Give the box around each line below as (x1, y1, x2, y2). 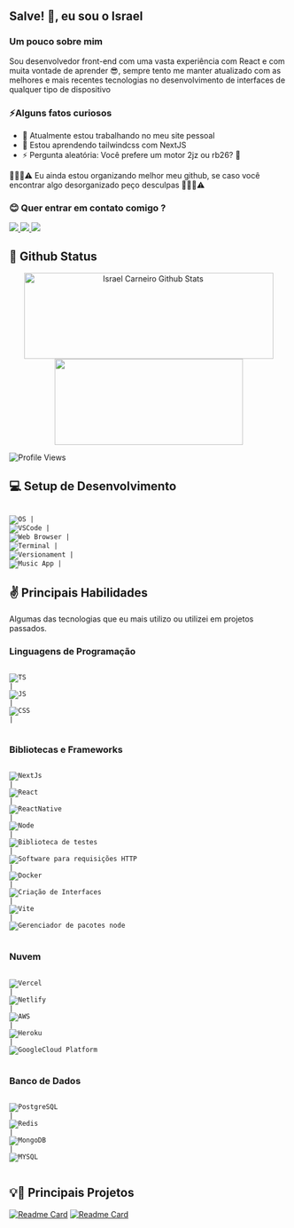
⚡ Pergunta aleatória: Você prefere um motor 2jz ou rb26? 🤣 (21, 149, 241, 160)
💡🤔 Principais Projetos (9, 1185, 135, 1200)
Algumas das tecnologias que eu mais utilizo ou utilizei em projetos (9, 614, 254, 624)
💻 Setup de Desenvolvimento (9, 479, 177, 494)
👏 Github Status (9, 249, 97, 264)
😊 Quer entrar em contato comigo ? (9, 202, 166, 214)
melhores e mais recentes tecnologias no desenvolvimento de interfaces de (9, 75, 286, 85)
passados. (9, 622, 47, 633)
